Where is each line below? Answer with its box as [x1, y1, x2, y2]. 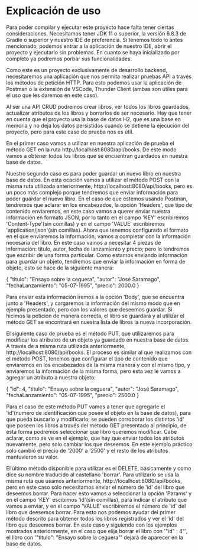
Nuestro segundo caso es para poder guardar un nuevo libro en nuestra [6, 170, 181, 177]
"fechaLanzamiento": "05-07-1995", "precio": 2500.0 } [6, 391, 139, 398]
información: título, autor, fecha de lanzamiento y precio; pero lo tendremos [6, 245, 190, 252]
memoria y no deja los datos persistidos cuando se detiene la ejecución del [6, 122, 190, 129]
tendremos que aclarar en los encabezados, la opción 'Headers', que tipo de [6, 201, 193, 208]
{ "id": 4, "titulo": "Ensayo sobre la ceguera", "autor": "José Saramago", [6, 385, 179, 392]
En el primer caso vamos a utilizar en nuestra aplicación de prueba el [6, 139, 174, 147]
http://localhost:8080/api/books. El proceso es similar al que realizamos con [6, 349, 192, 356]
